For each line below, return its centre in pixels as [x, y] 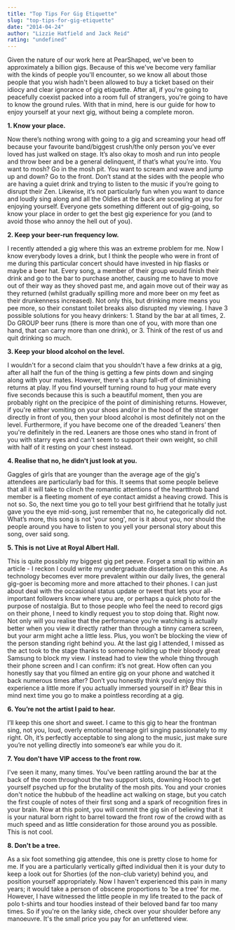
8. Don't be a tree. [34, 846]
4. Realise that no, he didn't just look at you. [72, 461]
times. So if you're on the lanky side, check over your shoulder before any [114, 911]
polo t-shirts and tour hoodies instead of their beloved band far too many [113, 904]
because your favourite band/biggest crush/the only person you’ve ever [111, 147]
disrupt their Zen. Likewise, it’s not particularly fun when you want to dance [116, 192]
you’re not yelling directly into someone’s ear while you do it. [95, 745]
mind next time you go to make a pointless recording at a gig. [96, 696]
